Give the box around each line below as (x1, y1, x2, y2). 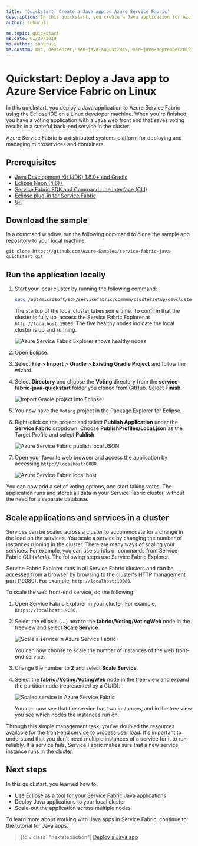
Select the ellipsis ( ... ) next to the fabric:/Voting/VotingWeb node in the (14, 617, 190, 624)
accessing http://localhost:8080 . (14, 460, 98, 467)
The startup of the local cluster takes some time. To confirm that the (14, 308, 180, 315)
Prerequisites (6, 157, 57, 168)
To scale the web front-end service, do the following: (6, 589, 135, 596)
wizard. (14, 366, 33, 374)
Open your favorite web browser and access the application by (14, 454, 168, 461)
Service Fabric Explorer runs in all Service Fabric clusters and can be (6, 564, 174, 571)
